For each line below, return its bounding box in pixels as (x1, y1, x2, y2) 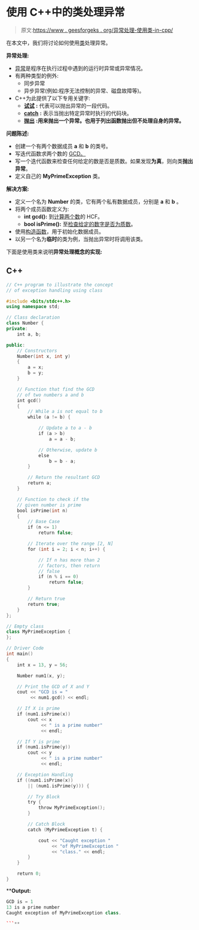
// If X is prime (17, 705, 60, 712)
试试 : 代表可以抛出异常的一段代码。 (23, 102, 113, 109)
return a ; (27, 480, 52, 486)
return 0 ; (17, 871, 42, 877)
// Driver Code (6, 645, 44, 651)
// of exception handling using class (6, 287, 103, 294)
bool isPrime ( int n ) (17, 508, 68, 514)
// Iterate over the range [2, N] (27, 541, 114, 546)
